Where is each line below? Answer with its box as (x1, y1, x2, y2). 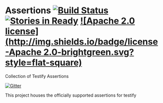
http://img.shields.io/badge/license (8, 36, 159, 48)
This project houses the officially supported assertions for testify (5, 92, 136, 98)
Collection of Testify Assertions (5, 73, 69, 79)
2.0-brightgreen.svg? (43, 47, 134, 58)
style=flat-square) (5, 57, 82, 68)
